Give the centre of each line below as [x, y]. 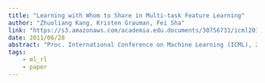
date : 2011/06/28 [37, 38]
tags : [17, 52]
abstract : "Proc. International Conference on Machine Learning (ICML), [130, 45]
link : [17, 30]
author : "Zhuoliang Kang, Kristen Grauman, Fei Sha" [97, 23]
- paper [35, 67]
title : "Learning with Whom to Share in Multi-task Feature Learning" [127, 15]
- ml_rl [35, 60]
